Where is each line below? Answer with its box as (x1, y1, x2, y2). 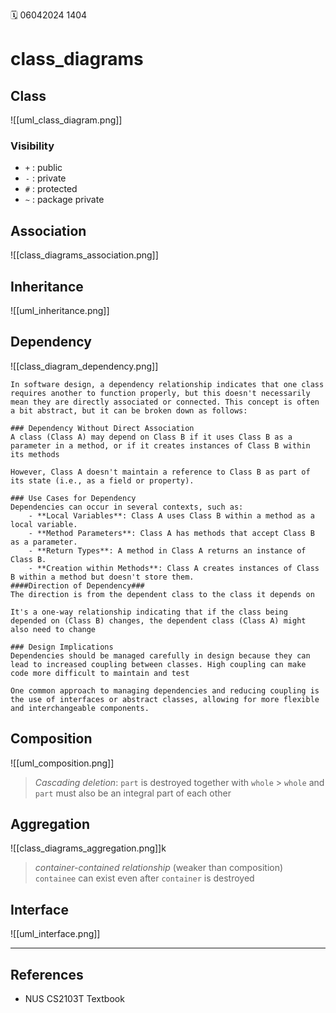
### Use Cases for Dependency (10, 493, 137, 503)
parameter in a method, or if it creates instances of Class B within (10, 440, 311, 451)
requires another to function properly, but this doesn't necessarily (10, 388, 311, 398)
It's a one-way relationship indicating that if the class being (10, 607, 288, 617)
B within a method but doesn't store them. (10, 572, 195, 582)
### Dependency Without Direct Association (10, 423, 195, 433)
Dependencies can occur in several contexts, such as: (10, 502, 244, 512)
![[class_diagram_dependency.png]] (10, 360, 159, 372)
